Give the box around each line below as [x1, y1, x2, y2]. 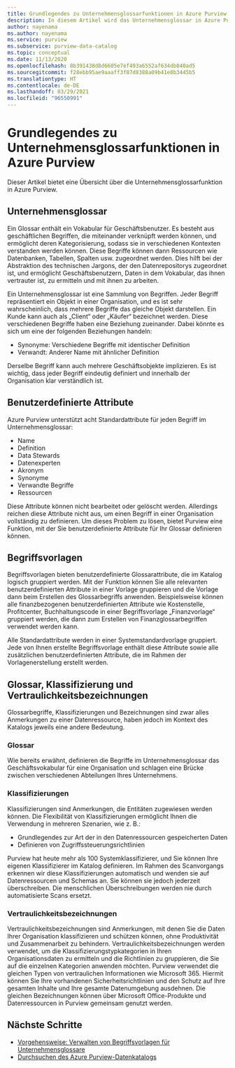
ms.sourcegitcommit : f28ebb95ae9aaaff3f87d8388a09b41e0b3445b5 [7, 69, 196, 76]
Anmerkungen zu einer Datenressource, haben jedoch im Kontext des [7, 715, 208, 724]
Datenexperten [17, 458, 61, 467]
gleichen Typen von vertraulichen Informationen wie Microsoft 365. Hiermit [7, 969, 224, 978]
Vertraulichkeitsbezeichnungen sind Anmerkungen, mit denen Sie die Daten [7, 925, 225, 933]
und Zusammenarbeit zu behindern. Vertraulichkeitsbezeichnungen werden [7, 939, 225, 948]
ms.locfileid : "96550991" [7, 95, 83, 102]
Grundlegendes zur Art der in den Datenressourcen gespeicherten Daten [17, 833, 228, 841]
